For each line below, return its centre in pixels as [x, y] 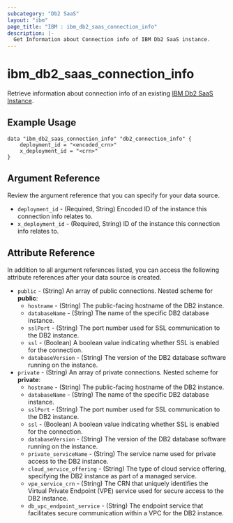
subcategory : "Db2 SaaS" [43, 14]
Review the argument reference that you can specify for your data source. [114, 195]
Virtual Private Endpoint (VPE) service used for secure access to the [126, 491]
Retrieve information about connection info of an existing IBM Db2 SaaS [110, 93]
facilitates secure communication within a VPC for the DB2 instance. [126, 513]
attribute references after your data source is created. [84, 277]
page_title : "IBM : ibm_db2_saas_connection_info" [82, 26]
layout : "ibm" [28, 20]
